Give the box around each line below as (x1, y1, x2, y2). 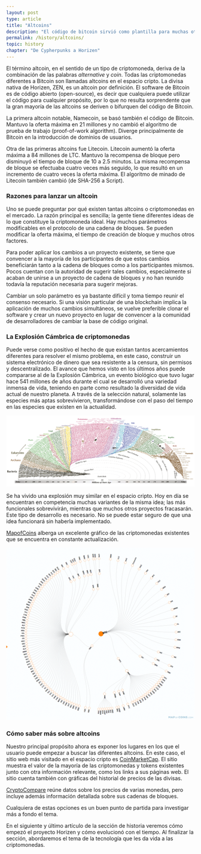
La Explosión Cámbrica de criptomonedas (6, 333, 130, 341)
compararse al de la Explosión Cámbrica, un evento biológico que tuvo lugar (6, 372, 194, 379)
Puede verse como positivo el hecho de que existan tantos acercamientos (6, 346, 188, 353)
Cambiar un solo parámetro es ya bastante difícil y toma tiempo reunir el (6, 292, 184, 299)
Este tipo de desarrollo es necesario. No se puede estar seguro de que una (6, 511, 191, 518)
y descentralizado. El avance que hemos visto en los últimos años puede (6, 365, 185, 372)
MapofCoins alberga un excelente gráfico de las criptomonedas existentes (6, 529, 190, 536)
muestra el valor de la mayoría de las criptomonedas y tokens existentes (6, 762, 184, 769)
